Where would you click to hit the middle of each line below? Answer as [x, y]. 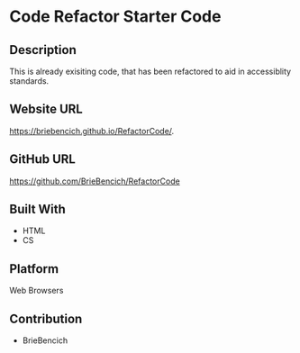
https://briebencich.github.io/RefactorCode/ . [92, 131]
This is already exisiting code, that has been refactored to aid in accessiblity [150, 71]
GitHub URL [43, 159]
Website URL [46, 109]
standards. [29, 81]
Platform [34, 269]
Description [43, 50]
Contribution [46, 318]
